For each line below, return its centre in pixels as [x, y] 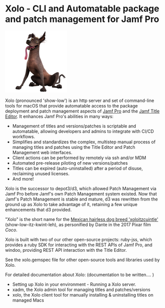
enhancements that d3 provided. [38, 209]
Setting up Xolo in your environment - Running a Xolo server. [74, 284]
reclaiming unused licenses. [41, 173]
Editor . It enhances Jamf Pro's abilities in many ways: [59, 116]
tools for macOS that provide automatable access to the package [71, 105]
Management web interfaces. [42, 152]
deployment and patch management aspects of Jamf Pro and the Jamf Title [82, 111]
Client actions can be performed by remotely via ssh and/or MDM [79, 158]
